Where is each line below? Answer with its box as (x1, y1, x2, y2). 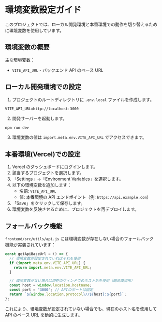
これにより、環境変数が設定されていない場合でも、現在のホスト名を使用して (5, 305, 157, 311)
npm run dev (5, 125, 29, 130)
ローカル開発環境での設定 (5, 83, 81, 91)
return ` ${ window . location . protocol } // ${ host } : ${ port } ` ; (9, 292, 127, 297)
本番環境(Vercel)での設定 (5, 150, 81, 158)
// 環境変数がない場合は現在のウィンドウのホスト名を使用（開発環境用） (9, 278, 135, 283)
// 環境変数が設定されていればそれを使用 (9, 256, 81, 261)
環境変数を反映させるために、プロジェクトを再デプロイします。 (12, 206, 139, 212)
